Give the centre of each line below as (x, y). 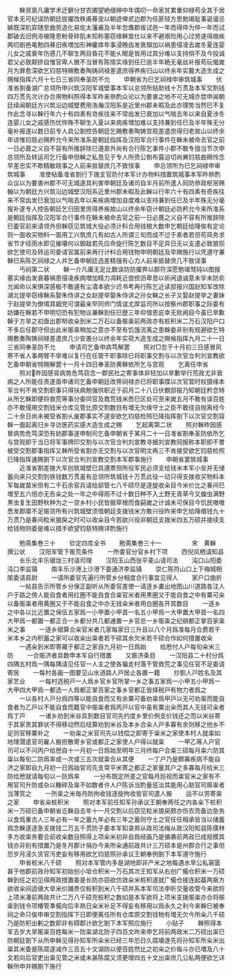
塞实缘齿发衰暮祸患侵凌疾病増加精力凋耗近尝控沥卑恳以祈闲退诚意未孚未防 (113, 278)
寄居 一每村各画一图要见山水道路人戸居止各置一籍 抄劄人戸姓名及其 (115, 673)
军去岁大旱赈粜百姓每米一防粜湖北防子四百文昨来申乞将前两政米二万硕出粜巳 (116, 932)
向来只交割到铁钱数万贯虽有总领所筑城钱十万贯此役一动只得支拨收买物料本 (119, 476)
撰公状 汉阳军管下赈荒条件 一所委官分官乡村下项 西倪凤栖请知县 (116, 552)
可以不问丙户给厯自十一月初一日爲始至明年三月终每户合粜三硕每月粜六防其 (119, 750)
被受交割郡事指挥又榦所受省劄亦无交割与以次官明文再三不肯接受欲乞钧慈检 (113, 450)
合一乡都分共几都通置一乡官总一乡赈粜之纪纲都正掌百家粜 (143, 621)
